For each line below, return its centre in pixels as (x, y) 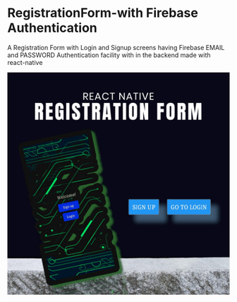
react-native (25, 62)
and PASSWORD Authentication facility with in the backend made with (109, 55)
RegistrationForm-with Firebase (103, 13)
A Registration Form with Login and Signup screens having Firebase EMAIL (116, 47)
